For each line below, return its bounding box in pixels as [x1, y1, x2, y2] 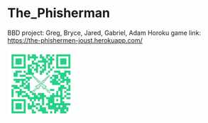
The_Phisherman [7, 5, 110, 21]
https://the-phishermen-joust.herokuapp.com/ [7, 36, 143, 44]
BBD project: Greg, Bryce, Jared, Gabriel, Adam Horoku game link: [7, 28, 201, 37]
